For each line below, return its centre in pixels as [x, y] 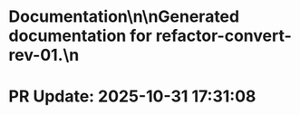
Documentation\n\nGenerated [124, 17]
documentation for [81, 36]
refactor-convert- [223, 36]
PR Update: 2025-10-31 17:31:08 [132, 96]
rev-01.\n [44, 55]
